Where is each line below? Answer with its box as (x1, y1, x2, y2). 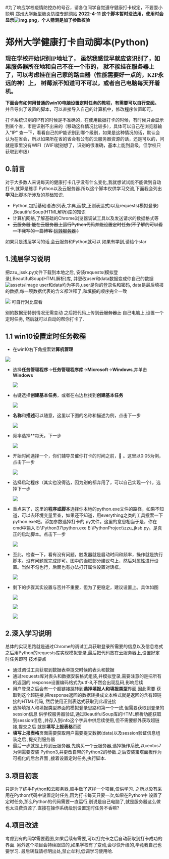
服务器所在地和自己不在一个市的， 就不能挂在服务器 (11, 63, 149, 70)
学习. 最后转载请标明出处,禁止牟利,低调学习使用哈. (9, 848, 114, 854)
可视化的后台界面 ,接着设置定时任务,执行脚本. (12, 755, 106, 761)
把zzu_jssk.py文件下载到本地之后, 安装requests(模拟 (5, 269, 114, 275)
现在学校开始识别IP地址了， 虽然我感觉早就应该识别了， (5, 55, 155, 62)
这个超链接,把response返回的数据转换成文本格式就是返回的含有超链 (21, 692, 162, 698)
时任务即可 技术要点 (5, 656, 46, 662)
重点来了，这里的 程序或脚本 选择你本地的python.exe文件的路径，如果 (12, 506, 155, 512)
